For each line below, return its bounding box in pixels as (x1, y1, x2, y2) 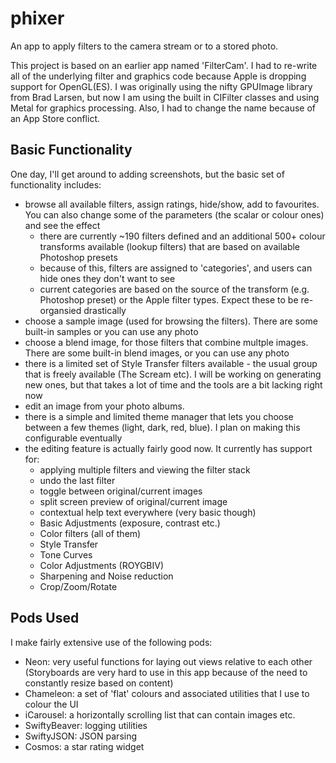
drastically (83, 304, 127, 316)
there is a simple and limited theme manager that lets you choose (24, 410, 294, 422)
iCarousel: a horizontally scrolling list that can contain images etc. (24, 708, 296, 721)
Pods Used (10, 610, 80, 627)
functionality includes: (10, 178, 102, 191)
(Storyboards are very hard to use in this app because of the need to (24, 666, 308, 678)
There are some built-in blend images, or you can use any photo (24, 347, 290, 359)
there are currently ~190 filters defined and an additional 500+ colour (39, 230, 326, 242)
